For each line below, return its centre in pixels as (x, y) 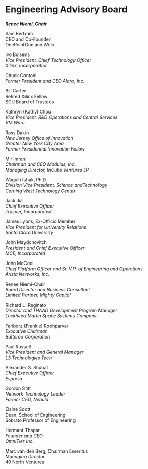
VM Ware (15, 122)
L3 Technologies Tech (29, 358)
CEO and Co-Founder (28, 39)
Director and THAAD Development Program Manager (61, 310)
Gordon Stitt (18, 388)
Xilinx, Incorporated (26, 65)
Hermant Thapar (22, 430)
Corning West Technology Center (40, 191)
